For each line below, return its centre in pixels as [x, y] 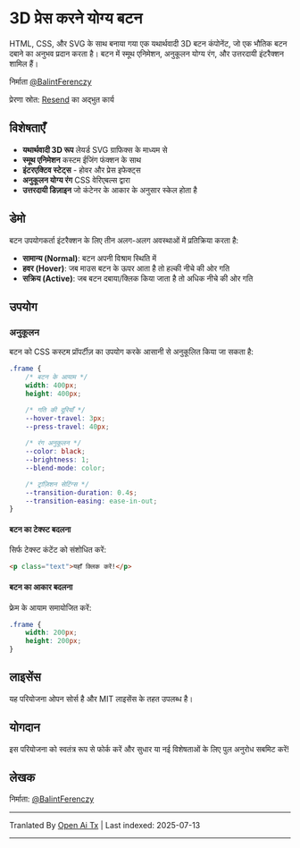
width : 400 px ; [51, 386]
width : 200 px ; [51, 633]
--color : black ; [56, 452]
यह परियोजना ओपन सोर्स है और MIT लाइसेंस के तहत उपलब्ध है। [101, 699]
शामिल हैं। [24, 64]
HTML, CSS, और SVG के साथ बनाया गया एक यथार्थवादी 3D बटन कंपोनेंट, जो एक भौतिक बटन [148, 43]
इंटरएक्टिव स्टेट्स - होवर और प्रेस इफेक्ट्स [81, 170]
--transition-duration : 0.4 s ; [82, 492]
